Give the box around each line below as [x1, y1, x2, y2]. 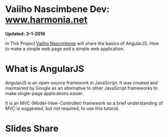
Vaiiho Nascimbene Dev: [5, 3, 110, 15]
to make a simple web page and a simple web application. [5, 45, 125, 51]
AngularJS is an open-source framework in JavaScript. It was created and [5, 79, 158, 85]
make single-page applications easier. [5, 90, 84, 96]
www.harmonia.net [5, 14, 88, 25]
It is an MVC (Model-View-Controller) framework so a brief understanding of [5, 100, 163, 106]
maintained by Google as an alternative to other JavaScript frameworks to [5, 85, 158, 91]
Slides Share [5, 123, 59, 134]
